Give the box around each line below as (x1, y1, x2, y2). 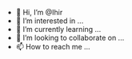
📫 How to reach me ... (15, 42, 90, 51)
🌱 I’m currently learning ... (15, 25, 102, 33)
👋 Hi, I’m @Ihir (15, 8, 63, 17)
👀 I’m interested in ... (15, 16, 84, 26)
